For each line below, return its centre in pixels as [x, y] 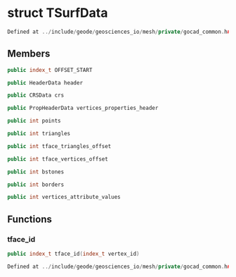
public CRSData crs [36, 96]
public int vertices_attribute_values [64, 197]
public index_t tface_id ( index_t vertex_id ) [73, 254]
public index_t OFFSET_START [50, 70]
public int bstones [36, 172]
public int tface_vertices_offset [58, 159]
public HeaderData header [45, 82]
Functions [30, 219]
